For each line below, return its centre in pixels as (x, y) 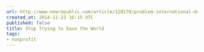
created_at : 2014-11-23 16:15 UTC (50, 17)
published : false (28, 23)
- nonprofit (21, 39)
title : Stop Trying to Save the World (55, 28)
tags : (13, 34)
